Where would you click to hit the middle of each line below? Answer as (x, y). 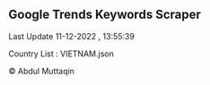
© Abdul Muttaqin (42, 71)
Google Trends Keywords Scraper (105, 15)
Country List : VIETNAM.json (61, 54)
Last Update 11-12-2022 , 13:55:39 (72, 36)
